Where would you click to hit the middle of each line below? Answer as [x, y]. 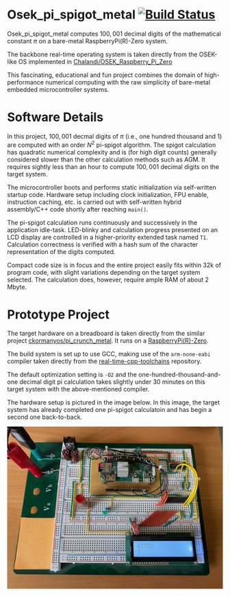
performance [26, 82]
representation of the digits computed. [61, 251]
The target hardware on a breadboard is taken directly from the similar [106, 334]
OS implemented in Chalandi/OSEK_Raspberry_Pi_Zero [95, 61]
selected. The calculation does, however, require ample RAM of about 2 [108, 279]
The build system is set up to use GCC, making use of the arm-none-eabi [109, 354]
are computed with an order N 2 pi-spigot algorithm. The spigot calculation [112, 144]
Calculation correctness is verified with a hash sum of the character [103, 244]
